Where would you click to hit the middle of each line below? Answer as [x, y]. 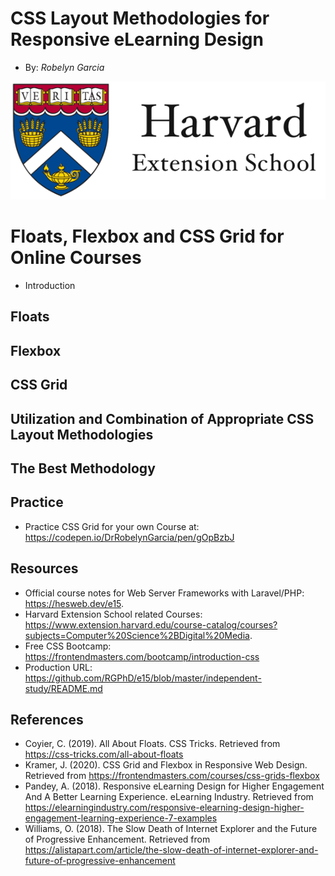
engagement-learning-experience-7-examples [121, 818]
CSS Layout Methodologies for [140, 18]
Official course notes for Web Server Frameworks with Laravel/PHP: [164, 593]
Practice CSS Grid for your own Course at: [112, 526]
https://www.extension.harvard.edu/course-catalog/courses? [151, 624]
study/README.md [63, 688]
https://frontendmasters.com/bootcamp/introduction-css [142, 656]
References [47, 720]
